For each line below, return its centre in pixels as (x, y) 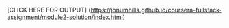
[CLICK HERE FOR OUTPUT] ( (49, 10)
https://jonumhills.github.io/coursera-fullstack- (156, 10)
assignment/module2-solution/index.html (65, 17)
